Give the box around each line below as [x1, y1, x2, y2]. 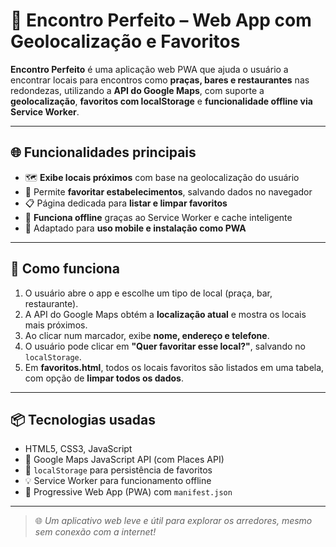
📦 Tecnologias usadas [10, 411, 156, 428]
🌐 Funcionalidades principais [10, 144, 197, 161]
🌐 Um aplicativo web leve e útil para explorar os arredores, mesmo [34, 515, 313, 527]
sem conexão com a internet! [34, 526, 157, 538]
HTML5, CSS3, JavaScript [24, 443, 133, 455]
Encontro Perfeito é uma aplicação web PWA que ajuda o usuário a [10, 63, 289, 75]
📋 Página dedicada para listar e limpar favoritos [24, 197, 228, 209]
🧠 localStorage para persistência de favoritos [24, 464, 213, 476]
